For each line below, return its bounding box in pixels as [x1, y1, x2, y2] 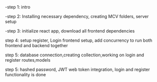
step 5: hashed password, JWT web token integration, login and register [5, 66, 150, 72]
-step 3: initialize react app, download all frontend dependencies [5, 28, 135, 33]
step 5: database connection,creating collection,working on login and [5, 52, 144, 58]
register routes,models [5, 57, 51, 63]
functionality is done [5, 72, 46, 77]
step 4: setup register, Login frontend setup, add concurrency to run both [5, 37, 153, 43]
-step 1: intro [5, 4, 31, 10]
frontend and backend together [5, 43, 68, 48]
